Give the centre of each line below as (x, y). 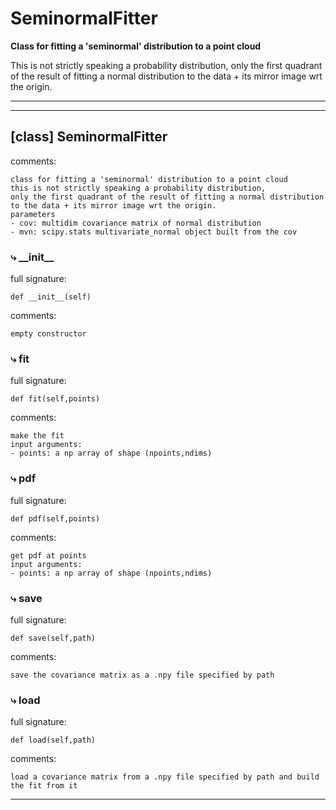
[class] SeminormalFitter (89, 137)
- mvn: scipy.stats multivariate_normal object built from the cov (154, 232)
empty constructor (48, 334)
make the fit (37, 436)
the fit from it (44, 786)
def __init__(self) (51, 297)
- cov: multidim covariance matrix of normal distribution (136, 223)
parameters (33, 214)
